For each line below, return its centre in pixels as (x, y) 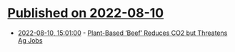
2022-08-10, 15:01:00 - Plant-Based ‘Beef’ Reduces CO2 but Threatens (122, 33)
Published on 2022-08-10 (86, 13)
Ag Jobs (30, 40)
